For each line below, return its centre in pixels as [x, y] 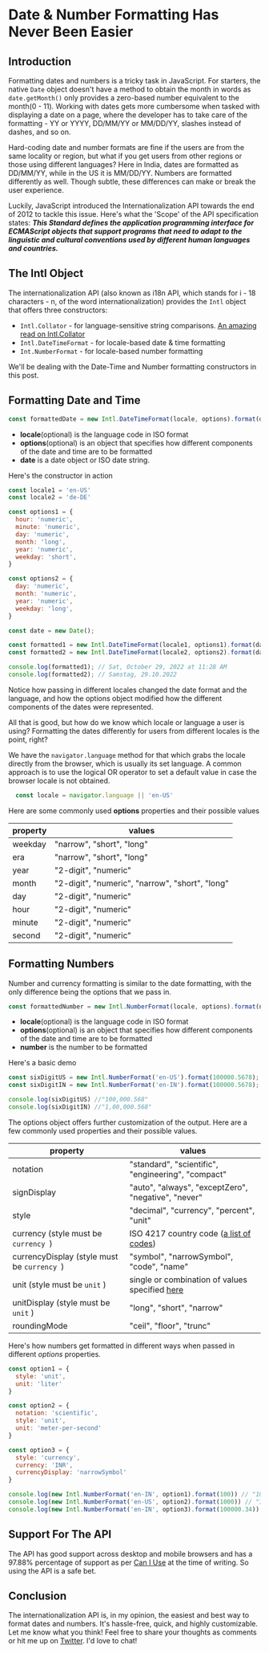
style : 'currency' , [48, 1458]
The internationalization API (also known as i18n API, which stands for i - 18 [132, 293]
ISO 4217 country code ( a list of [190, 1233]
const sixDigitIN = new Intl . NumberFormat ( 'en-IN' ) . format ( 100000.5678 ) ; [134, 1085]
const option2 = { [39, 1406]
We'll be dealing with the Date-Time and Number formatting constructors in [132, 366]
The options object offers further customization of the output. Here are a [128, 1122]
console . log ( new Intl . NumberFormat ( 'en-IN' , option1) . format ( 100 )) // [128, 1495]
